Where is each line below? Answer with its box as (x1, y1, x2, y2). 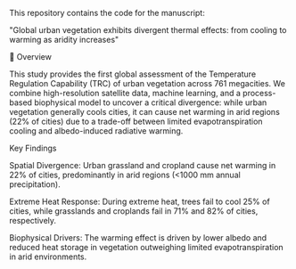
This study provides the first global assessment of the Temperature (9, 69, 257, 79)
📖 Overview (9, 52, 52, 61)
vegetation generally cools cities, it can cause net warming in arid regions (9, 107, 281, 117)
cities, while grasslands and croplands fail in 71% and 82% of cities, (9, 206, 259, 216)
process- (242, 88, 276, 98)
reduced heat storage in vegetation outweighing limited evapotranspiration (9, 242, 284, 252)
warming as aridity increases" (9, 35, 119, 45)
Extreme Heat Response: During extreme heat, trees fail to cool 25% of (9, 196, 270, 207)
